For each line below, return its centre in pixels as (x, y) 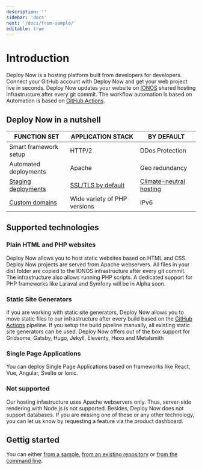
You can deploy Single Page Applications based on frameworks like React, (98, 367)
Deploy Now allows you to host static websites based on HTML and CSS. (96, 258)
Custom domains (33, 202)
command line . (25, 461)
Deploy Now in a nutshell (54, 120)
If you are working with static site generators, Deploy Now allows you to (95, 312)
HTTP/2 (81, 150)
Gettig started (33, 440)
